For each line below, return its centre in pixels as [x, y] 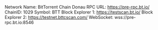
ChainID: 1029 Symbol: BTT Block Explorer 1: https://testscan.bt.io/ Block [79, 12]
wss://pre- [125, 17]
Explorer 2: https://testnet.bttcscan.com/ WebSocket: [59, 17]
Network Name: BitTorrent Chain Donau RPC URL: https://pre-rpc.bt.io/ [77, 7]
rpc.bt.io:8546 [19, 22]
